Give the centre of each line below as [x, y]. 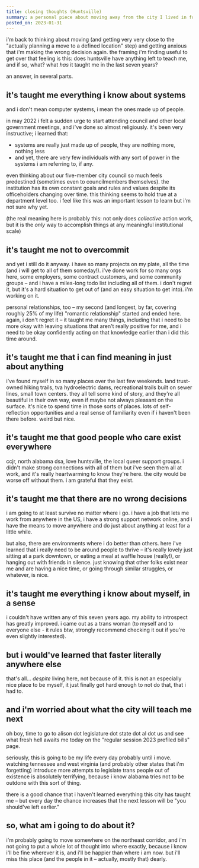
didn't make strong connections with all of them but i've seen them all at [94, 468]
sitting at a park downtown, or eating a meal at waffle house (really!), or [93, 556]
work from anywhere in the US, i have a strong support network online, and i [99, 519]
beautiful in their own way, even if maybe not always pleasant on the [90, 400]
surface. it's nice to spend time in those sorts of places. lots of [82, 406]
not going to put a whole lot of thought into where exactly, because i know [97, 846]
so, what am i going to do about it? [70, 826]
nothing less [30, 151]
